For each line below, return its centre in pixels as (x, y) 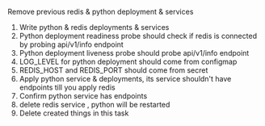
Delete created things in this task (74, 113)
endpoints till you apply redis (67, 87)
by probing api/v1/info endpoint (72, 44)
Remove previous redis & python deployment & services (101, 12)
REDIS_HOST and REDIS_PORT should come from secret (114, 70)
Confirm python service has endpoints (83, 96)
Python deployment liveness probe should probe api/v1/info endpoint (134, 53)
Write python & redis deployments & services (94, 27)
